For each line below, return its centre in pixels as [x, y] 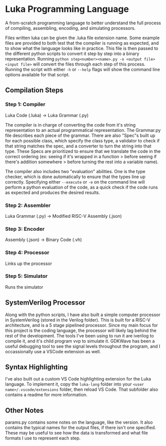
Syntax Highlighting [36, 367]
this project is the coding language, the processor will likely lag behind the [81, 330]
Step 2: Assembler [28, 205]
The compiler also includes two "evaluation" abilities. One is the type [75, 171]
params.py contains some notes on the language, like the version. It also [79, 422]
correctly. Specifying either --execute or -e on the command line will [75, 182]
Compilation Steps [34, 90]
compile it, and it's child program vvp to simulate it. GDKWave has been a [80, 341]
